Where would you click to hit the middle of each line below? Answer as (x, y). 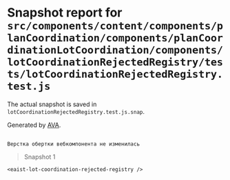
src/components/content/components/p (115, 26)
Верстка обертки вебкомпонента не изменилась (73, 144)
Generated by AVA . (34, 125)
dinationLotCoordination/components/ (115, 50)
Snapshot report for (65, 13)
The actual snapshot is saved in (52, 104)
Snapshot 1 (40, 157)
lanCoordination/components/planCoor (115, 38)
